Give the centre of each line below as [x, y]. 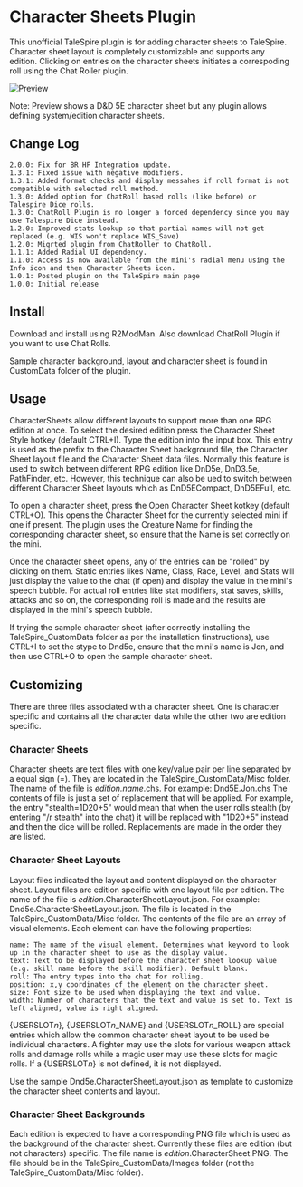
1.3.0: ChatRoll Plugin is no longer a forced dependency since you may [149, 212]
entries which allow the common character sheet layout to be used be [139, 1035]
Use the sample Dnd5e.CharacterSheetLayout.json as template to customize [151, 1081]
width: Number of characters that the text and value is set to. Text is [151, 1000]
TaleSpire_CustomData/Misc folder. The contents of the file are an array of [148, 919]
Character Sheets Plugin [103, 17]
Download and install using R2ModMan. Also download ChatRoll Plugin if [145, 334]
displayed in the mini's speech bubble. [81, 610]
